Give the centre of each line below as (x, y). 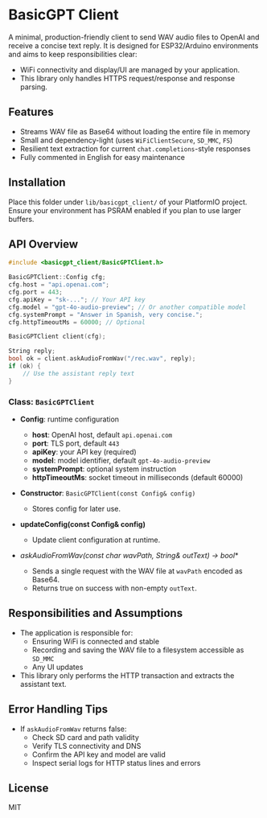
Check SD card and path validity (85, 737)
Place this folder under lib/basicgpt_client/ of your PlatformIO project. (128, 202)
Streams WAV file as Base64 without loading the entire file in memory (135, 131)
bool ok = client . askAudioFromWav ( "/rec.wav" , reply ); (102, 359)
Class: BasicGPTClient (51, 401)
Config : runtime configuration (69, 419)
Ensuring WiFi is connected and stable (95, 641)
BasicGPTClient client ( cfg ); (57, 337)
